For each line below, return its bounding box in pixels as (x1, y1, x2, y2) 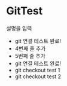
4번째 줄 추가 (14, 45, 46, 52)
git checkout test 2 (14, 73, 62, 80)
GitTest (6, 4, 43, 18)
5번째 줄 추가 (14, 52, 46, 59)
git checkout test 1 (14, 66, 60, 73)
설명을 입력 (6, 24, 32, 32)
